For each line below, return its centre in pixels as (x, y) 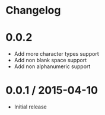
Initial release (30, 107)
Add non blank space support (50, 60)
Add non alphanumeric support (52, 66)
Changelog (33, 10)
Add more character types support (56, 54)
